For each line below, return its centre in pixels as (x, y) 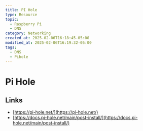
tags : (11, 47)
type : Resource (21, 15)
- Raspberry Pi (26, 24)
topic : (12, 19)
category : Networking (28, 33)
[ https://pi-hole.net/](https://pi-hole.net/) (55, 112)
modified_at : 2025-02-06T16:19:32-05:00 (49, 43)
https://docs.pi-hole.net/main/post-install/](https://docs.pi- (76, 118)
